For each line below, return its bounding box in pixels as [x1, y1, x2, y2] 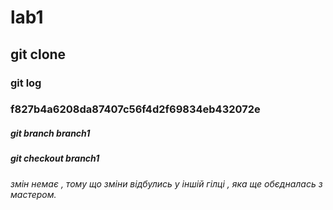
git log [10, 76, 42, 90]
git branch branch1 [10, 127, 91, 140]
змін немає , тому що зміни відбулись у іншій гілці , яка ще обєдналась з [10, 177, 323, 190]
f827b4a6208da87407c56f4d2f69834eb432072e [10, 102, 261, 116]
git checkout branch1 [10, 152, 100, 165]
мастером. [10, 188, 57, 200]
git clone [10, 46, 67, 63]
